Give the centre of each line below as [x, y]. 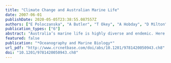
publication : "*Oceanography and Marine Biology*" [60, 43]
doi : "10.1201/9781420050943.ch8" [42, 52]
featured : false [22, 39]
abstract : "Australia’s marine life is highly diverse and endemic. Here [85, 34]
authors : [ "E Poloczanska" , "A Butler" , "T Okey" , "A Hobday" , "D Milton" [86, 24]
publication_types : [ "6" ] [33, 29]
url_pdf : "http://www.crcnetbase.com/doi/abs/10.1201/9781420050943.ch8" [85, 48]
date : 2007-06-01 [24, 15]
